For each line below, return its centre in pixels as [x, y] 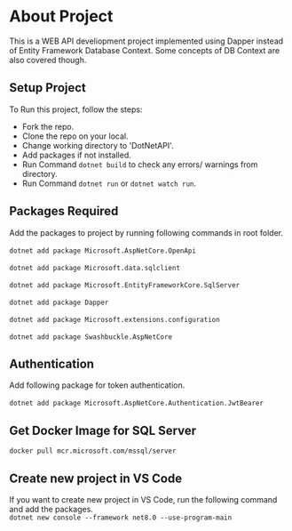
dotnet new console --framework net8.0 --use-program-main [121, 518]
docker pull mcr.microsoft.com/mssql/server [93, 451]
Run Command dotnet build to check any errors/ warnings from [140, 164]
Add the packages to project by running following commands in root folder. [146, 232]
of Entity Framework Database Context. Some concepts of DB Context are [145, 50]
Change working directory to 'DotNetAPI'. [98, 145]
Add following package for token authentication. [97, 385]
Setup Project [48, 88]
